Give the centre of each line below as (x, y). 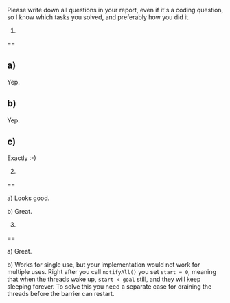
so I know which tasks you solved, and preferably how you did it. (99, 17)
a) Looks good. (28, 198)
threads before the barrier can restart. (61, 294)
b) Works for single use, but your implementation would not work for (104, 265)
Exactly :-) (22, 158)
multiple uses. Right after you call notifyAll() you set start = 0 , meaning (112, 272)
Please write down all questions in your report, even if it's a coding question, (115, 10)
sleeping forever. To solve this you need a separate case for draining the (110, 287)
